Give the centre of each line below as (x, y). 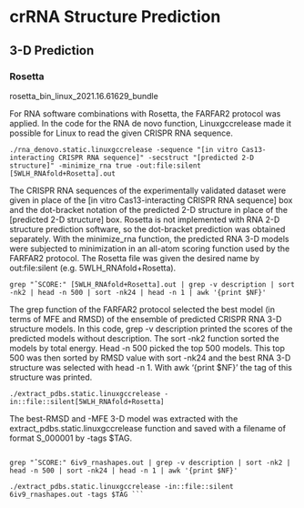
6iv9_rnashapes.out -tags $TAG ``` (77, 494)
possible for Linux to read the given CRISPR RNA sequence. (122, 133)
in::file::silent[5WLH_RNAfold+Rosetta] (87, 401)
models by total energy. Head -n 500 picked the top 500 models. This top (147, 348)
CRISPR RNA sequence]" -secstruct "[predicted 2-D (156, 157)
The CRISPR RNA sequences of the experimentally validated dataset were (148, 190)
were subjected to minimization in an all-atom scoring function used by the (150, 249)
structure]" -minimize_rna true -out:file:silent (106, 166)
